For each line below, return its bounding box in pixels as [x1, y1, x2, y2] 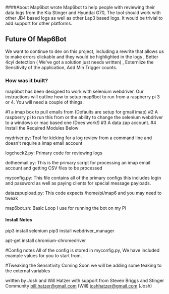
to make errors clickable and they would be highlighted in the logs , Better [5, 53, 159, 60]
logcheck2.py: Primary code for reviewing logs [5, 150, 102, 156]
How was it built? [5, 77, 48, 84]
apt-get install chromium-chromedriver [5, 238, 86, 244]
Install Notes [5, 216, 33, 222]
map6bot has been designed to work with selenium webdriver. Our [5, 88, 144, 95]
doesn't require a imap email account [5, 140, 83, 146]
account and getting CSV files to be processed [5, 165, 102, 171]
